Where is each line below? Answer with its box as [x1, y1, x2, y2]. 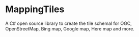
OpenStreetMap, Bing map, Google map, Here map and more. [5, 25, 135, 31]
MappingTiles [5, 4, 65, 15]
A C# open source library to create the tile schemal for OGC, [5, 20, 132, 26]
